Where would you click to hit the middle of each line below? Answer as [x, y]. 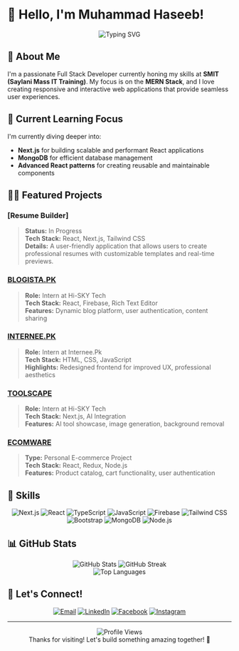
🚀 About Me [34, 57]
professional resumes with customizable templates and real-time [119, 254]
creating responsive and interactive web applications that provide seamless [118, 89]
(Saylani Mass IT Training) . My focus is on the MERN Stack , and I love [111, 81]
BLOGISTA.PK [32, 280]
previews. [39, 261]
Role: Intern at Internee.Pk [63, 352]
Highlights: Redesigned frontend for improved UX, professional [118, 367]
